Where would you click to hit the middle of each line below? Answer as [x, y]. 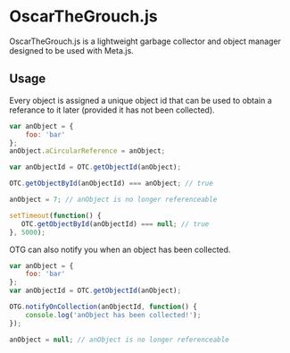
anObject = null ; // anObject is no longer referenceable [119, 340]
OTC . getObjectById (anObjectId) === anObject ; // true [112, 184]
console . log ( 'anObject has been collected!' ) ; [113, 315]
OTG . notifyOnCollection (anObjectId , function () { [104, 307]
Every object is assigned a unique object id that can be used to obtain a [141, 100]
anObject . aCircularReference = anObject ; [87, 151]
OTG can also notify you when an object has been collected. [120, 249]
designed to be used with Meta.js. [71, 50]
